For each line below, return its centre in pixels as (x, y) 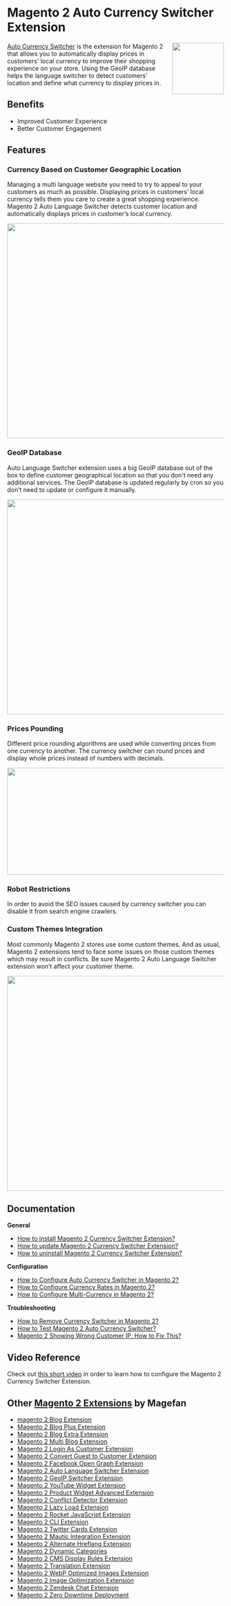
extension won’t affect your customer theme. (71, 966)
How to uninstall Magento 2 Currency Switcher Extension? (99, 1253)
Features (26, 150)
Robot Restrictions (39, 889)
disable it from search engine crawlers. (63, 911)
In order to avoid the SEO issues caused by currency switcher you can (107, 904)
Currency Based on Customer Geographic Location (94, 170)
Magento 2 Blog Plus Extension (61, 1427)
